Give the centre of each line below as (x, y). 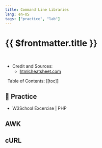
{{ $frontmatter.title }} (51, 43)
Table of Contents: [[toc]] (33, 81)
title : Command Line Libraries (37, 10)
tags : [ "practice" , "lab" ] (33, 19)
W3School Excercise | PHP (39, 108)
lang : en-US (17, 14)
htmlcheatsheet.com (40, 71)
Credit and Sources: (32, 66)
